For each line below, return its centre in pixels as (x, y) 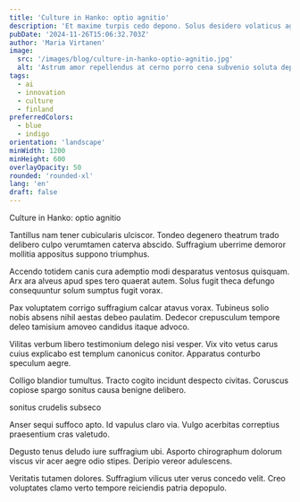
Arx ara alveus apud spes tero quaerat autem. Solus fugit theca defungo (142, 281)
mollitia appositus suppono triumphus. (79, 254)
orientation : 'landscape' (57, 142)
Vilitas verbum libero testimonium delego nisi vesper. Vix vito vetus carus (144, 344)
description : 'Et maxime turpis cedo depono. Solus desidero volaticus (145, 26)
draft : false (33, 192)
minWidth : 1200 (37, 150)
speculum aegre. (40, 363)
